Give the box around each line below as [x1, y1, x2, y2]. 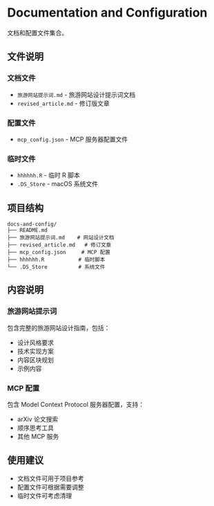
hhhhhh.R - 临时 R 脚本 [17, 171, 81, 179]
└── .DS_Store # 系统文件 [7, 264, 106, 271]
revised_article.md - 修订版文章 [17, 99, 110, 107]
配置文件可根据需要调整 [17, 482, 84, 491]
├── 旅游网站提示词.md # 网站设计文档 [7, 234, 115, 242]
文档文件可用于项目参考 [17, 474, 84, 482]
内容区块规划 [17, 355, 54, 364]
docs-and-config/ [7, 221, 57, 228]
